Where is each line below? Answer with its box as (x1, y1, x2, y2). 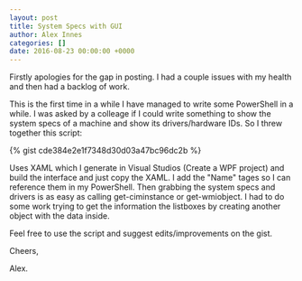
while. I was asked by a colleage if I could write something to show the (9, 108, 272, 119)
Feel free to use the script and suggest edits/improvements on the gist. (9, 228, 273, 239)
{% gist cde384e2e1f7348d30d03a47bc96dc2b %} (9, 145, 202, 156)
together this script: (9, 127, 83, 138)
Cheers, (9, 246, 39, 257)
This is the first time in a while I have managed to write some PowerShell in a (9, 98, 294, 109)
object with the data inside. (9, 211, 110, 221)
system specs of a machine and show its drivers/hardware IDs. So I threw (9, 118, 282, 129)
